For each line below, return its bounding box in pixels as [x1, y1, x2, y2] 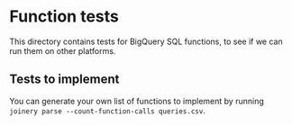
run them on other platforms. [9, 45, 116, 56]
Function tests [9, 6, 119, 27]
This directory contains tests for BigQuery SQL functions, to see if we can [9, 36, 283, 47]
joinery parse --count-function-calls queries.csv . [9, 105, 205, 116]
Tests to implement [9, 72, 120, 87]
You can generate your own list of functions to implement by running [9, 95, 264, 106]
